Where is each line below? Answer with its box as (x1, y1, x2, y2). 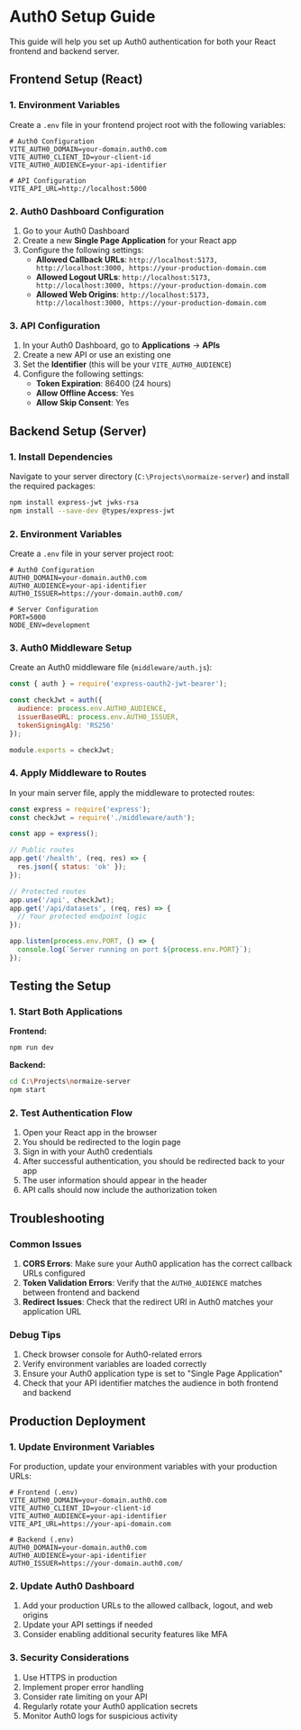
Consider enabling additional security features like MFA (22, 1629, 228, 1640)
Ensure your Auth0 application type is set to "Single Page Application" (22, 1368, 284, 1379)
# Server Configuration (9, 605, 99, 614)
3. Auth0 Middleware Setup (9, 642, 132, 654)
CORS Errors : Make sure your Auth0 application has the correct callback (22, 1259, 293, 1270)
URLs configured (22, 1268, 86, 1279)
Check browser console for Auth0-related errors (22, 1349, 203, 1360)
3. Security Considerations (9, 1652, 130, 1664)
